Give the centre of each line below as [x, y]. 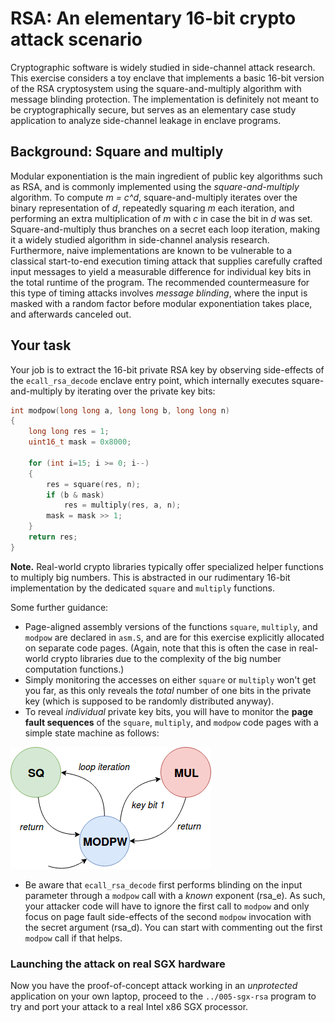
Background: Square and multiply [117, 152]
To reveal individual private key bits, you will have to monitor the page [168, 711]
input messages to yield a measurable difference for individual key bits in [161, 271]
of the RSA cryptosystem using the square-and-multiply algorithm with [156, 88]
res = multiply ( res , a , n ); [122, 505]
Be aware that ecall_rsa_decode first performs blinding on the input [163, 884]
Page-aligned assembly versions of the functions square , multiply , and [171, 626]
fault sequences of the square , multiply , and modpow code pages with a [171, 722]
